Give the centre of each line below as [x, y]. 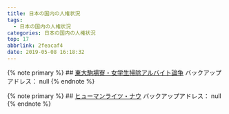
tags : [15, 20]
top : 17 [18, 39]
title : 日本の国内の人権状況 [44, 13]
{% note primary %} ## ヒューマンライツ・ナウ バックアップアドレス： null [114, 96]
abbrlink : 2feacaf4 [35, 46]
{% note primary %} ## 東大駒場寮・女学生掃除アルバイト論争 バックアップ [114, 73]
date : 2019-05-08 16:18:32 [46, 53]
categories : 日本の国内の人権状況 [51, 33]
